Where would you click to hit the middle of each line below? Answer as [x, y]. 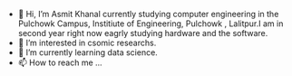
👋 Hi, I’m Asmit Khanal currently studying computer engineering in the [148, 14]
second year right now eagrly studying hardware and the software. [143, 33]
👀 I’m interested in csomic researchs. [87, 43]
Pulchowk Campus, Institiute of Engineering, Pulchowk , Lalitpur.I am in [151, 24]
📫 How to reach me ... [60, 62]
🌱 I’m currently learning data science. [88, 52]
